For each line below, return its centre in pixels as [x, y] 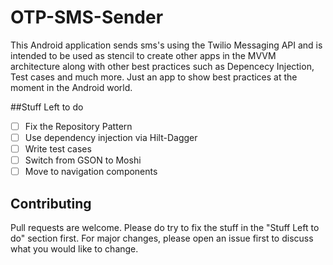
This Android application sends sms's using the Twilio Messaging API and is [166, 45]
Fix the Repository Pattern [78, 126]
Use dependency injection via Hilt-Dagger [111, 137]
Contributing [51, 203]
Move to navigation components [91, 172]
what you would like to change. [74, 249]
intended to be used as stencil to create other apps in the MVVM [143, 55]
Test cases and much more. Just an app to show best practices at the [154, 77]
